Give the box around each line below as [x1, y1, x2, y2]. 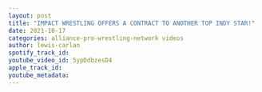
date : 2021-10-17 [8, 26, 66, 34]
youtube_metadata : [8, 71, 69, 79]
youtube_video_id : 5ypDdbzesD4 [8, 57, 113, 65]
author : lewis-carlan [8, 42, 81, 50]
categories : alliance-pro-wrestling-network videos [8, 34, 184, 42]
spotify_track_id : [8, 49, 69, 57]
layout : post [8, 11, 52, 20]
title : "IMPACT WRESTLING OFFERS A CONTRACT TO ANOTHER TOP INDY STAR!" [8, 19, 256, 27]
